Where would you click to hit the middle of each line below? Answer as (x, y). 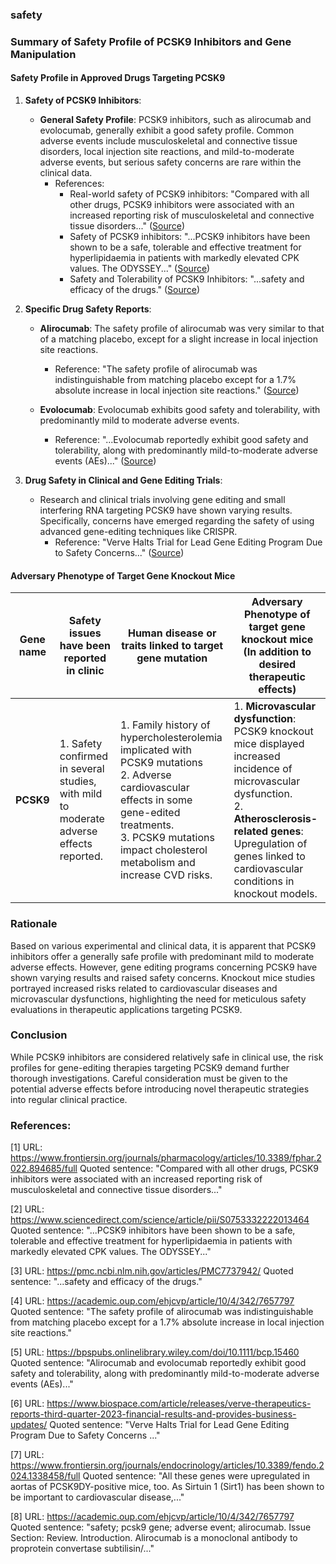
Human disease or (172, 633)
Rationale (34, 924)
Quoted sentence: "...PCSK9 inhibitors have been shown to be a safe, (153, 1230)
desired (277, 665)
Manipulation (43, 54)
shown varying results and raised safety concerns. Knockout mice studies (163, 977)
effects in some (156, 800)
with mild (81, 794)
